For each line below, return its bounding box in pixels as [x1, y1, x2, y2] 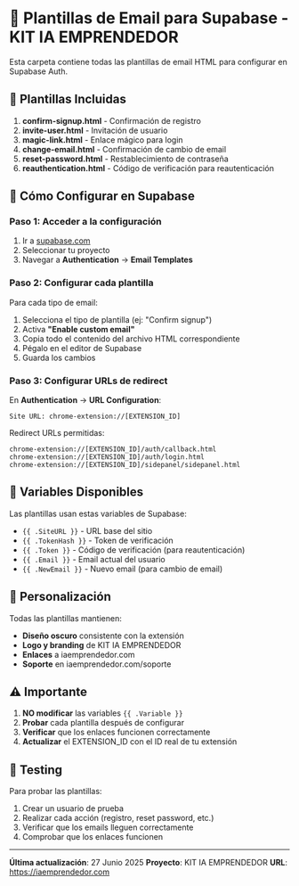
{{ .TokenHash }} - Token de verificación [21, 535, 174, 546]
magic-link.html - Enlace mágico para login [21, 134, 184, 145]
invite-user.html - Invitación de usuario [21, 125, 168, 135]
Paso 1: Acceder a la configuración [9, 216, 162, 228]
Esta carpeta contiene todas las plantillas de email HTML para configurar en [9, 56, 287, 67]
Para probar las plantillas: [9, 786, 102, 797]
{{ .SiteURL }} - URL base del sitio [21, 525, 153, 536]
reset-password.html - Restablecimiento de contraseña [21, 153, 229, 164]
